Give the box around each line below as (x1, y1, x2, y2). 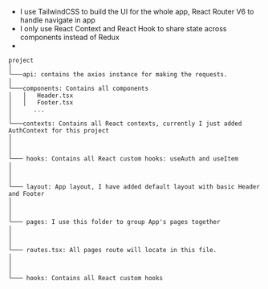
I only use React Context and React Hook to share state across (19, 24, 227, 33)
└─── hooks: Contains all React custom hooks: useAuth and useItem (8, 155, 239, 163)
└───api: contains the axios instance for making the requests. (8, 71, 228, 79)
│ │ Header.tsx (8, 92, 74, 100)
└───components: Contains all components (8, 84, 149, 92)
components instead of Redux (19, 32, 120, 42)
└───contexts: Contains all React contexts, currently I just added (8, 120, 242, 128)
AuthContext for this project (8, 127, 110, 135)
